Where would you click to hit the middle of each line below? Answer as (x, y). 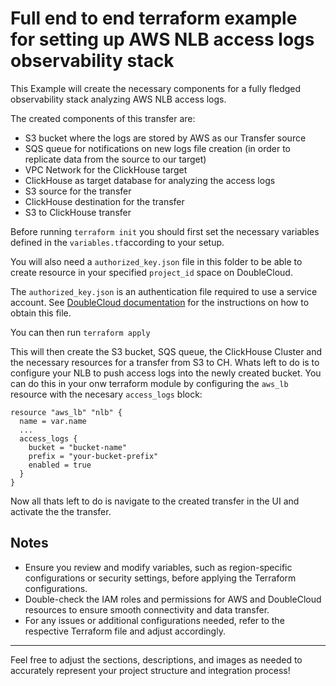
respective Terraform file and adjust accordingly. (125, 631)
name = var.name (53, 421)
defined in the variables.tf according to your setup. (117, 242)
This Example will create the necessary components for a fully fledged (156, 88)
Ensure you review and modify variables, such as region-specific (158, 567)
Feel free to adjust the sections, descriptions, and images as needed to (156, 659)
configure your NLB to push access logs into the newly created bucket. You (166, 373)
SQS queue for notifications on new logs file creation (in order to (157, 148)
